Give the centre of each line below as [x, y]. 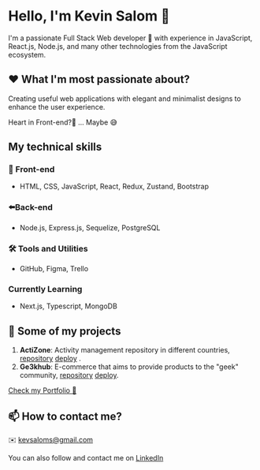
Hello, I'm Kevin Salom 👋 [89, 16]
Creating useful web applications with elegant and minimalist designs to [125, 99]
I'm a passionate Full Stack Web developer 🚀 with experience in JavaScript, [130, 38]
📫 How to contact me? [65, 416]
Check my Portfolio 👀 [43, 390]
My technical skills [55, 147]
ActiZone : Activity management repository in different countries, [124, 350]
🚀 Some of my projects [65, 331]
